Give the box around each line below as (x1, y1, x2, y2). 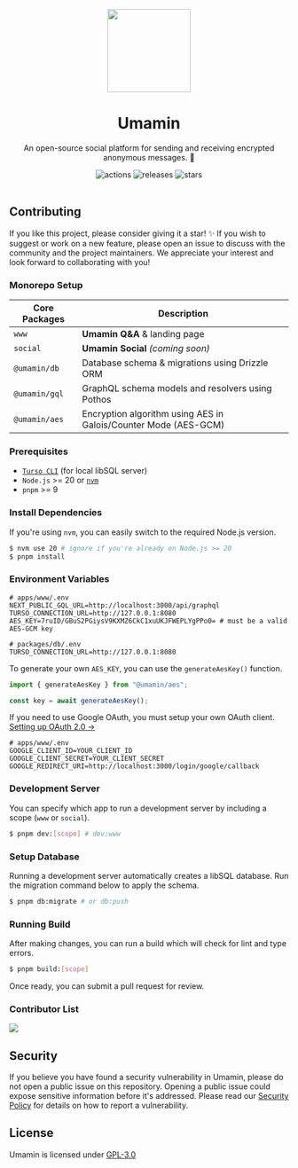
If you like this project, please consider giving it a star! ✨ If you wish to (9, 228, 266, 239)
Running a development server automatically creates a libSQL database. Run (9, 870, 289, 881)
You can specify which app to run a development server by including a (9, 803, 268, 813)
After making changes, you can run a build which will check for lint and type (9, 938, 286, 949)
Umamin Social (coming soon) (82, 342, 210, 355)
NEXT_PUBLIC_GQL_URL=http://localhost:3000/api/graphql (9, 600, 220, 610)
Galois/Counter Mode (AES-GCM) (82, 419, 225, 431)
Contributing (9, 204, 82, 220)
